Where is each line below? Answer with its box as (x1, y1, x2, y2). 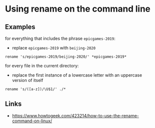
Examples (5, 23, 35, 31)
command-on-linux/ (12, 118, 52, 124)
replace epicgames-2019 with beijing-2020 (12, 45, 96, 50)
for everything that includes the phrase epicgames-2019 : (5, 35, 115, 41)
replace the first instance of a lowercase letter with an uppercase (12, 72, 142, 78)
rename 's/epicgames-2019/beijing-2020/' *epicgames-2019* (5, 54, 127, 59)
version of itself (12, 78, 44, 83)
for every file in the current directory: (5, 63, 79, 68)
